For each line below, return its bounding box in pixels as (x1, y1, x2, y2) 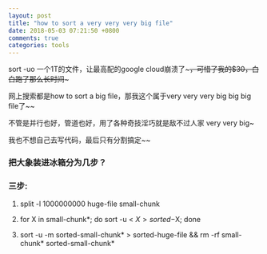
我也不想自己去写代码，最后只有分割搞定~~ (8, 135, 151, 145)
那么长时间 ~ (29, 74, 70, 84)
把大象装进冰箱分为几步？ (8, 157, 107, 169)
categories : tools (8, 42, 70, 50)
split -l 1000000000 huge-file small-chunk (19, 199, 160, 208)
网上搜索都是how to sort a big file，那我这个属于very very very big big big (8, 91, 252, 101)
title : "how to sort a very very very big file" (8, 19, 173, 27)
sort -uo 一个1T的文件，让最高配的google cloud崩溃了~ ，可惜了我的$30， (8, 65, 253, 74)
